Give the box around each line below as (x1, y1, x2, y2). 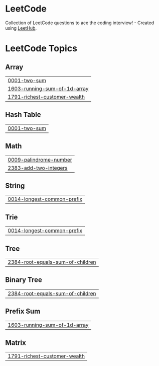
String (5, 181, 25, 190)
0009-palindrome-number (8, 156, 72, 163)
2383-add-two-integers (8, 164, 68, 171)
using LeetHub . (5, 25, 37, 31)
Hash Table (5, 110, 41, 119)
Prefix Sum (5, 307, 41, 316)
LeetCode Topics (5, 43, 78, 54)
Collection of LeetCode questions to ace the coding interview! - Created (5, 20, 154, 26)
